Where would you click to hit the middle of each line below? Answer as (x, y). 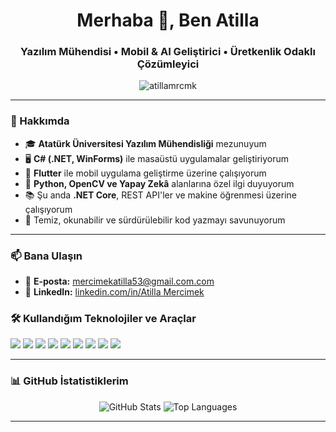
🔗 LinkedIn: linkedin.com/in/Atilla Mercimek (114, 292)
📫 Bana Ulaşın (46, 256)
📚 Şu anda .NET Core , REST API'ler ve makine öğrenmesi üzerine (160, 195)
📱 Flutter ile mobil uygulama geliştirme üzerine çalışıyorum (145, 173)
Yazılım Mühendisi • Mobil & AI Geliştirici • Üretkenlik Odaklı (168, 52)
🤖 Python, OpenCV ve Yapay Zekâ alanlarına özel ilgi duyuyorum (159, 183)
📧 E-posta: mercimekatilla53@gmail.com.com (119, 281)
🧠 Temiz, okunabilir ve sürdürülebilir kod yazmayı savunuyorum (155, 220)
